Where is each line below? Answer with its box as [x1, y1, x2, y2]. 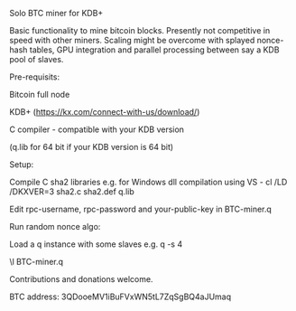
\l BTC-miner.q [9, 257, 64, 267]
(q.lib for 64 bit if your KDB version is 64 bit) [9, 142, 174, 152]
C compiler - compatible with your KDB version [9, 124, 185, 135]
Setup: [9, 159, 34, 170]
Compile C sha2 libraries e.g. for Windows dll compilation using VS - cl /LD [9, 176, 288, 187]
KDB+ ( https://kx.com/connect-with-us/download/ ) [9, 107, 200, 117]
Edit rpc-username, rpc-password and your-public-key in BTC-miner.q [9, 203, 273, 214]
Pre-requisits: [9, 71, 60, 82]
